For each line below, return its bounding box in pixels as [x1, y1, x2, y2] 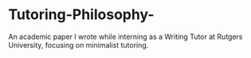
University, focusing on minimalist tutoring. [8, 40, 149, 49]
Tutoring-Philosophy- [8, 6, 155, 24]
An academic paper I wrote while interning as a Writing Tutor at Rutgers [8, 32, 243, 41]
